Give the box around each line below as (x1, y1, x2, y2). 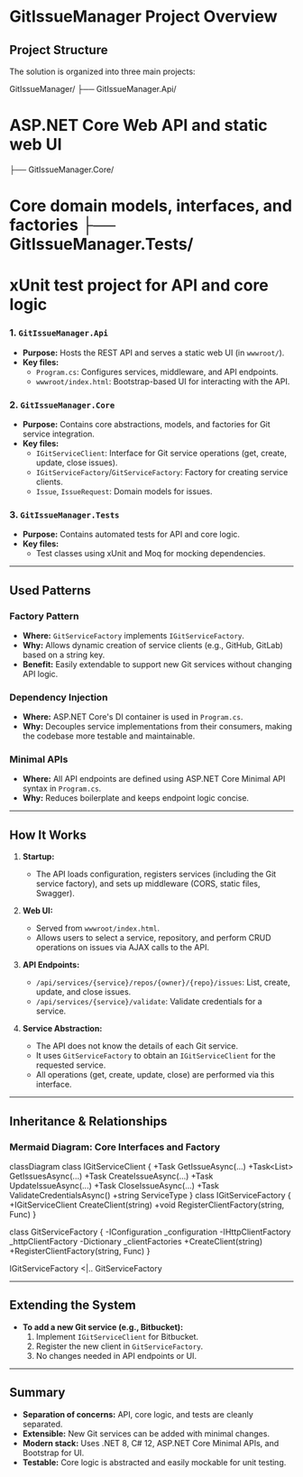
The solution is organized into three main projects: (9, 66, 196, 77)
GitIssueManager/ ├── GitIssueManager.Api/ (9, 84, 178, 94)
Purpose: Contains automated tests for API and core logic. (22, 529, 241, 540)
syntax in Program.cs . (22, 783, 102, 794)
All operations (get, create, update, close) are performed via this (35, 1069, 275, 1080)
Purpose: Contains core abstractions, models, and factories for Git (22, 418, 271, 429)
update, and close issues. (35, 986, 132, 997)
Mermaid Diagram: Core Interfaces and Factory (9, 1141, 221, 1153)
